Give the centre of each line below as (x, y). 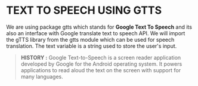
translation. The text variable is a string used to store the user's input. (92, 46)
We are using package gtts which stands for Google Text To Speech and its (99, 27)
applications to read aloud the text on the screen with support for (100, 70)
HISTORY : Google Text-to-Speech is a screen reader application (101, 57)
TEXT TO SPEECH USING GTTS (84, 10)
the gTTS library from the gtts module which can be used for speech (90, 39)
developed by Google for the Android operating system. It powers (101, 64)
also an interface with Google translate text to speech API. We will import (96, 33)
